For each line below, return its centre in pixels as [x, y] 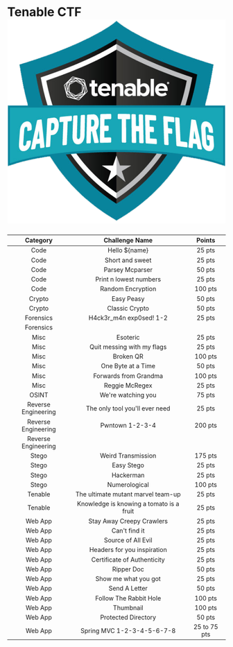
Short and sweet [128, 260]
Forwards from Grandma [128, 376]
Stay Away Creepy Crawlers [128, 521]
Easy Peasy [128, 298]
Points [206, 241]
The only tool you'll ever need [128, 408]
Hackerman [128, 475]
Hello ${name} [128, 250]
